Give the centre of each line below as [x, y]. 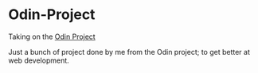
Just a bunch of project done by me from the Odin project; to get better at [129, 52]
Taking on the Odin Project [52, 36]
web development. [39, 60]
